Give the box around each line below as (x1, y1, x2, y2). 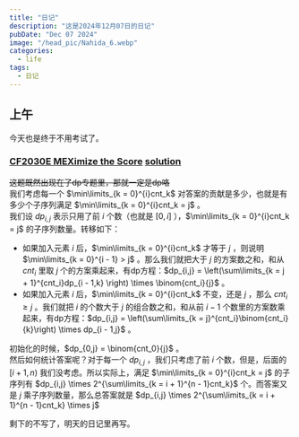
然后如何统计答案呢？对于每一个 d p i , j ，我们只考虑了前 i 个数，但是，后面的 (9, 354, 287, 368)
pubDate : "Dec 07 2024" (9, 30, 98, 39)
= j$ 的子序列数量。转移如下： (9, 223, 121, 234)
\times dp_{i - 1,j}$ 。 (57, 324, 136, 335)
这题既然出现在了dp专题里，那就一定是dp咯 (9, 177, 170, 188)
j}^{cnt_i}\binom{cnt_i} (205, 313, 289, 324)
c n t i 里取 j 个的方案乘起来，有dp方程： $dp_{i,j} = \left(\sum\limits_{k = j (21, 265, 285, 278)
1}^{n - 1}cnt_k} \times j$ (9, 400, 100, 411)
